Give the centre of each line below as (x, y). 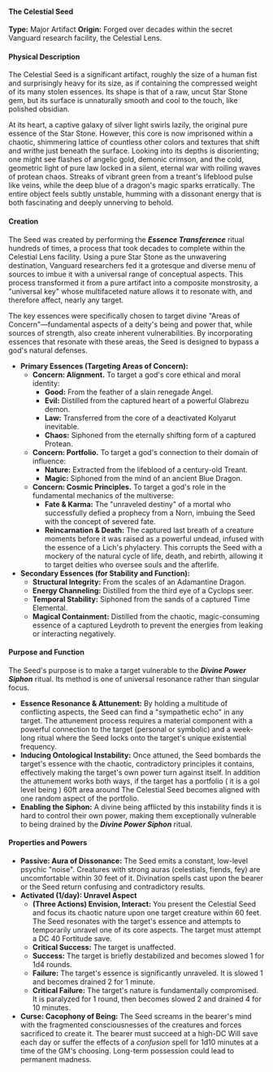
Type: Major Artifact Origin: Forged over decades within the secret (121, 29)
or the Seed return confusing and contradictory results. (113, 887)
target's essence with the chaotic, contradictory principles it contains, (137, 763)
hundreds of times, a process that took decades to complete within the (127, 248)
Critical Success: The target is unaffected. (104, 948)
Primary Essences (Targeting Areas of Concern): (104, 366)
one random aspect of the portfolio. (80, 798)
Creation (24, 221)
